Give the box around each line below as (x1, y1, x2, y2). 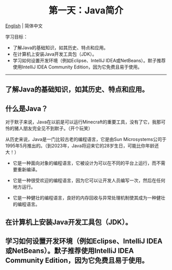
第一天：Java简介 (48, 5, 124, 16)
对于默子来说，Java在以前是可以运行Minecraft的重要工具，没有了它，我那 (5, 119, 161, 125)
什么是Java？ (5, 104, 48, 113)
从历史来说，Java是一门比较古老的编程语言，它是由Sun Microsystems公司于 (5, 136, 167, 142)
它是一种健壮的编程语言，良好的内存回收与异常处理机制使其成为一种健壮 (12, 195, 165, 201)
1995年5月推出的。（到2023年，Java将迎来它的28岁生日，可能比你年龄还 (5, 142, 159, 149)
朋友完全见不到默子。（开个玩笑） (23, 125, 93, 132)
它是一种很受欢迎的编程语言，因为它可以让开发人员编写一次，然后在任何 (12, 177, 165, 184)
